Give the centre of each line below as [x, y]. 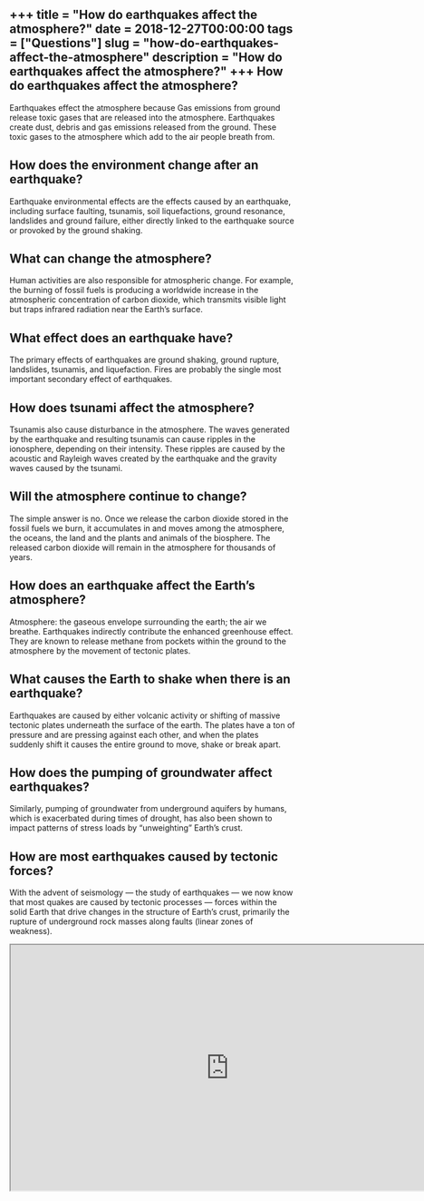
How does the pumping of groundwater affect [141, 772]
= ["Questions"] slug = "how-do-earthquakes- [144, 43]
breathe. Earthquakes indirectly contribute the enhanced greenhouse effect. [151, 631]
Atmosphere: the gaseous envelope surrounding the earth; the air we [138, 622]
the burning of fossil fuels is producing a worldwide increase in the [134, 290]
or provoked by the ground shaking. [76, 230]
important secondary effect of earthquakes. [91, 379]
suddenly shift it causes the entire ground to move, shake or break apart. [145, 744]
